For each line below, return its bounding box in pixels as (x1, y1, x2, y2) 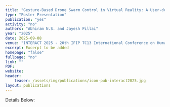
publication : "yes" (5, 17, 47, 22)
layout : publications (5, 83, 51, 88)
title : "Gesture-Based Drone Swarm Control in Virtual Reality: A (5, 7, 148, 13)
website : (5, 69, 24, 74)
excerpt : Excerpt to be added (5, 45, 69, 50)
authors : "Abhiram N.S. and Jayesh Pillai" (5, 26, 99, 31)
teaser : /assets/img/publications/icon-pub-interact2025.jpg (14, 78, 146, 83)
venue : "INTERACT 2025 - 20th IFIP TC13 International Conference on (5, 41, 155, 46)
